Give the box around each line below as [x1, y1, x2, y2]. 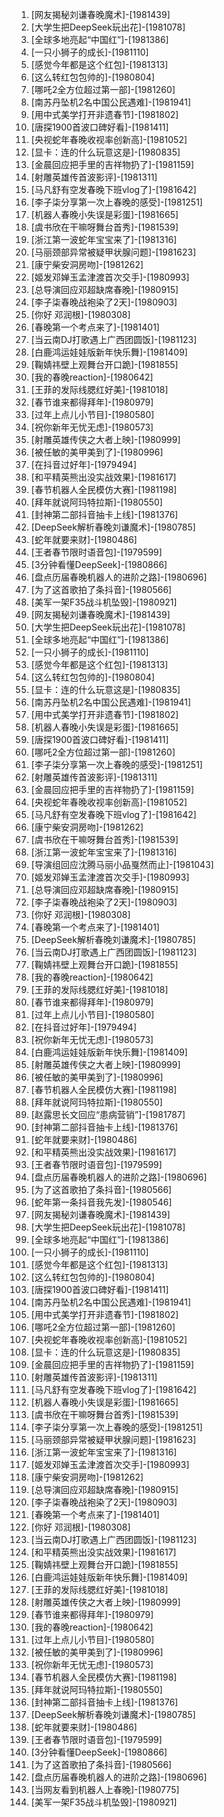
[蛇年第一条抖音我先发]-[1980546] [30, 1196, 173, 1208]
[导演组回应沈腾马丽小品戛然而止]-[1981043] [30, 859, 214, 870]
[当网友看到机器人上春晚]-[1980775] [30, 1784, 180, 1795]
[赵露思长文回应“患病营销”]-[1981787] [30, 1109, 186, 1120]
